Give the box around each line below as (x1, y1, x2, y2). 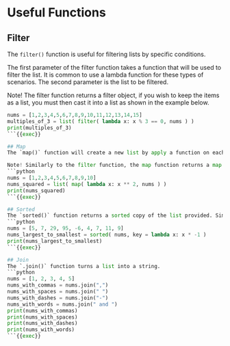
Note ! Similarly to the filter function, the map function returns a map (7, 162, 222, 169)
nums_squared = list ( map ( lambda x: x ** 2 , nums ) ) (7, 181, 167, 187)
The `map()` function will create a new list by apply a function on (7, 149, 210, 157)
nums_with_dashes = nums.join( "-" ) (7, 294, 109, 302)
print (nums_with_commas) (7, 307, 78, 314)
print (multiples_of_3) (7, 124, 72, 131)
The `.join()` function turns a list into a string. (7, 263, 161, 269)
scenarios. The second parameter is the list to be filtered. (7, 78, 169, 86)
